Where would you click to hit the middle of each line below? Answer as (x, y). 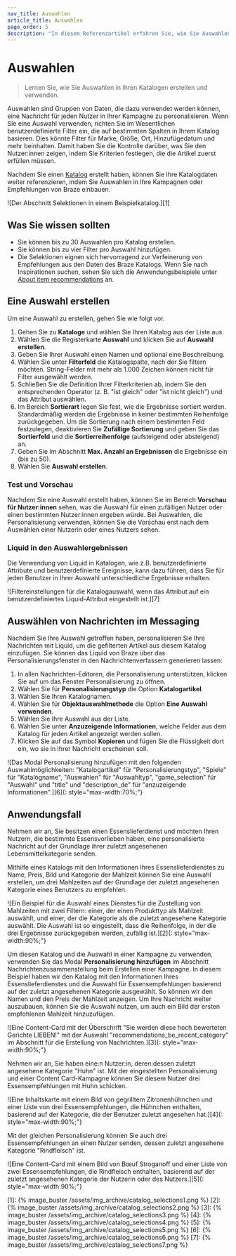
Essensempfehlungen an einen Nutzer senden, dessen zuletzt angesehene (116, 1143)
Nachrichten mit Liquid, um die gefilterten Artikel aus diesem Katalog (107, 646)
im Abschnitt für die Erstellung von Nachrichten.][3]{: (84, 1042)
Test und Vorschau (40, 484)
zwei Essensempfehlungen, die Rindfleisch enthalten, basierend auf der (111, 1172)
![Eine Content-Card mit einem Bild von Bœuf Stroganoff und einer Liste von (117, 1164)
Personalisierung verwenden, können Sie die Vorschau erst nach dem (108, 522)
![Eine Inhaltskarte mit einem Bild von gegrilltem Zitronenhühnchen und (110, 1099)
